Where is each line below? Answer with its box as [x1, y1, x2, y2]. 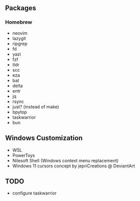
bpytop [12, 109, 27, 115]
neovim [12, 30, 28, 36]
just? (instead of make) [12, 103, 59, 109]
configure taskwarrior [12, 190, 57, 196]
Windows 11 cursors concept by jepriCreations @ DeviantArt [12, 163, 135, 169]
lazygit [12, 35, 26, 41]
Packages [5, 4, 36, 12]
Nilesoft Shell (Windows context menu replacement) [12, 157, 119, 163]
